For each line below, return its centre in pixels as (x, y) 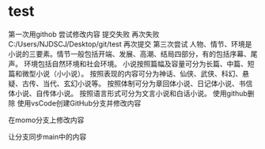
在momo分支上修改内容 (46, 120)
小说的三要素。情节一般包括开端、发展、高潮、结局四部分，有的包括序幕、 (129, 54)
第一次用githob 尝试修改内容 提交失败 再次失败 (84, 34)
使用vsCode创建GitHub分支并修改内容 (79, 103)
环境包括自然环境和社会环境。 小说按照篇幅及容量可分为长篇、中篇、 (135, 63)
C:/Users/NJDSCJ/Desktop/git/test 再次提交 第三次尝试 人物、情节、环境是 (130, 44)
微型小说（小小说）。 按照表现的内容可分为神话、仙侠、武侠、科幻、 (132, 73)
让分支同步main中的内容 (47, 136)
